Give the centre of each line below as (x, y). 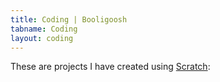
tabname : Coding (44, 29)
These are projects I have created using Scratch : (110, 67)
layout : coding (42, 38)
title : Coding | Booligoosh (69, 19)
